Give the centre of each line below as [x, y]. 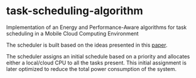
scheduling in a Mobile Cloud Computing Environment [73, 33]
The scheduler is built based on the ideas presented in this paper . [87, 45]
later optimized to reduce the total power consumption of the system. [91, 69]
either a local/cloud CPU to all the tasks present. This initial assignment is [97, 63]
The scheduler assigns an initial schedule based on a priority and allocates [98, 56]
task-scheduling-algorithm [75, 11]
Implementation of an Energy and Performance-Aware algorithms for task [97, 27]
